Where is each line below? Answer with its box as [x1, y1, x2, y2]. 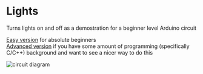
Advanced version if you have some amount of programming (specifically [6, 42, 190, 50]
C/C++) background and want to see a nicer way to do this [6, 49, 153, 56]
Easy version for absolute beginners [6, 36, 96, 43]
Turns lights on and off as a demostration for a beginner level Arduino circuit [6, 24, 197, 32]
